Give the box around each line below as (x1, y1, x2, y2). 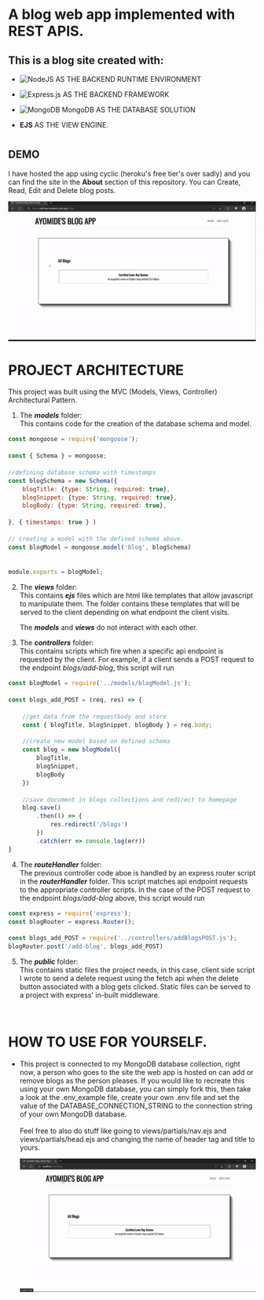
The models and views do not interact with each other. (19, 623, 198, 632)
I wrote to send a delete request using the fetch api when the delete (19, 974, 239, 983)
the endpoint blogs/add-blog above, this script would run (19, 893, 206, 902)
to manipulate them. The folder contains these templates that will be (19, 599, 240, 609)
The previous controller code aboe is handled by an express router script (19, 868, 256, 877)
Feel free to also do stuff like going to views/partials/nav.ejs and (19, 1126, 227, 1135)
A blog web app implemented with (8, 6, 236, 24)
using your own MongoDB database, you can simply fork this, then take (19, 1084, 251, 1094)
